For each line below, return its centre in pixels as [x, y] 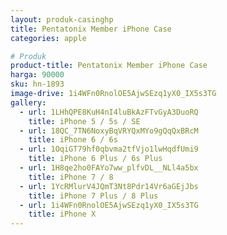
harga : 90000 [37, 75]
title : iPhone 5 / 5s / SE [84, 121]
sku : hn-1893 [37, 84]
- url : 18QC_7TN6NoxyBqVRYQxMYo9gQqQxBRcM [109, 131]
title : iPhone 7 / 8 [71, 177]
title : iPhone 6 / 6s [73, 140]
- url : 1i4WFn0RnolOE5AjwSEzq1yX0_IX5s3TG [109, 205]
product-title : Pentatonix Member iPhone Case [109, 66]
